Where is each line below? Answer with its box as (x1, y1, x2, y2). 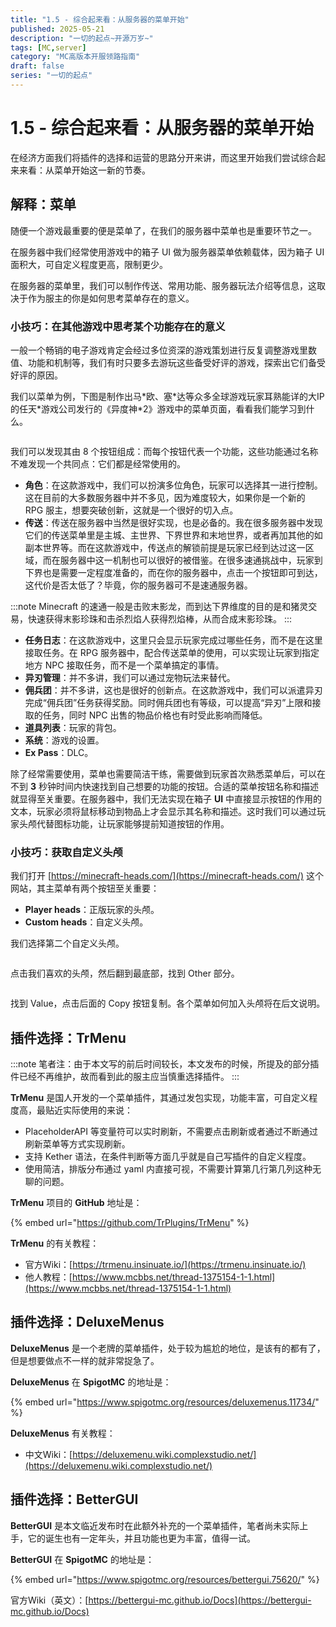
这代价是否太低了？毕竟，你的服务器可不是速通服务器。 (24, 579, 253, 591)
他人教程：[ (24, 1271, 73, 1283)
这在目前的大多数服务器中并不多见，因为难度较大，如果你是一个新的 (24, 491, 306, 503)
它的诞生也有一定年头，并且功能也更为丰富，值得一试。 (27, 1532, 256, 1544)
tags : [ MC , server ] (10, 42, 87, 53)
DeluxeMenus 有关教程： (10, 1427, 116, 1439)
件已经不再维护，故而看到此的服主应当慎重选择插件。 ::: (10, 1071, 240, 1083)
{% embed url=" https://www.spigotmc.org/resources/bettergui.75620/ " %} (10, 1573, 320, 1585)
